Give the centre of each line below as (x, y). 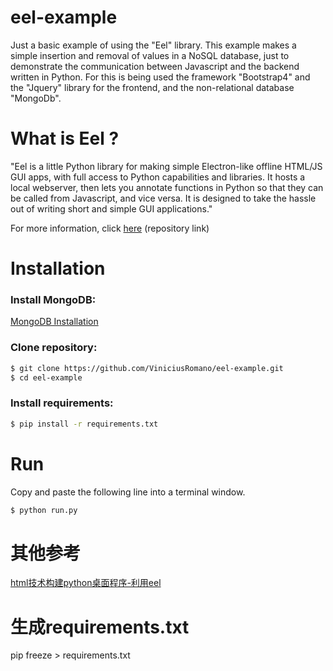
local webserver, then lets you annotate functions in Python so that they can (167, 187)
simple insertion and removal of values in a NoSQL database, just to (150, 55)
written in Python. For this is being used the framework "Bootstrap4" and (160, 77)
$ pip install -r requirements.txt (84, 424)
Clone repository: (54, 348)
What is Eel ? (65, 138)
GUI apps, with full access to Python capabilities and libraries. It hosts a (158, 177)
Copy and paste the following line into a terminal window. (128, 492)
